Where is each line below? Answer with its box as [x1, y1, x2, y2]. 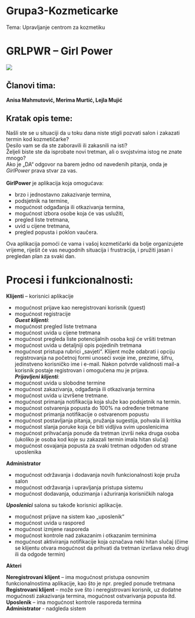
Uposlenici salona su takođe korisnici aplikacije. [6, 502, 123, 509]
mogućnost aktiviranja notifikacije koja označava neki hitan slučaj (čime [14, 538, 189, 545]
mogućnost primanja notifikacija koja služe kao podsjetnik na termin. [14, 398, 181, 405]
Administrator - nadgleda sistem [6, 605, 87, 612]
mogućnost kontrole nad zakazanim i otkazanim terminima [14, 532, 157, 539]
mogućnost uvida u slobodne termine [14, 379, 106, 386]
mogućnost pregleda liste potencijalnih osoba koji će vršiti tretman [14, 336, 176, 343]
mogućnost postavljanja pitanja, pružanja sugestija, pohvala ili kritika [14, 417, 181, 424]
